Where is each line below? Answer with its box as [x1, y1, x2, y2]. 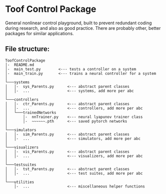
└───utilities [5, 180, 35, 185]
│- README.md [5, 62, 35, 67]
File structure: [5, 45, 50, 53]
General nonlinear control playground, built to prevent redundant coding [5, 20, 152, 26]
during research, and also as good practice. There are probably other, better [5, 25, 161, 31]
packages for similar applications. [5, 30, 74, 36]
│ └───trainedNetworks [5, 110, 56, 115]
